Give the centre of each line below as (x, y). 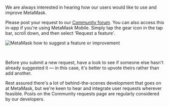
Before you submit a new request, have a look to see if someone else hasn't (84, 62)
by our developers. (25, 99)
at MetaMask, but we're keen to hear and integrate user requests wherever (83, 88)
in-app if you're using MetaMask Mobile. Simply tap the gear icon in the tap (84, 28)
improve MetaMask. (26, 13)
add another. (19, 73)
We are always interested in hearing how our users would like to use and (81, 7)
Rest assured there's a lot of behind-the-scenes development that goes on (83, 83)
